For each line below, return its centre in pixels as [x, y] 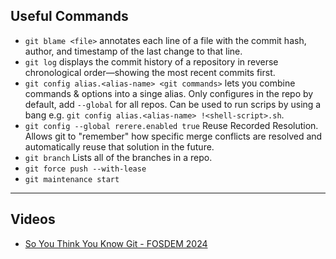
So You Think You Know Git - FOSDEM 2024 [116, 243]
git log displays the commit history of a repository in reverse [151, 61]
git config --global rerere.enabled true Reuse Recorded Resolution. [171, 125]
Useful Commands [69, 16]
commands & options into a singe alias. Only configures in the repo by [169, 93]
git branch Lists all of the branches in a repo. [118, 157]
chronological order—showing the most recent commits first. [150, 72]
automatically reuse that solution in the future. [119, 146]
